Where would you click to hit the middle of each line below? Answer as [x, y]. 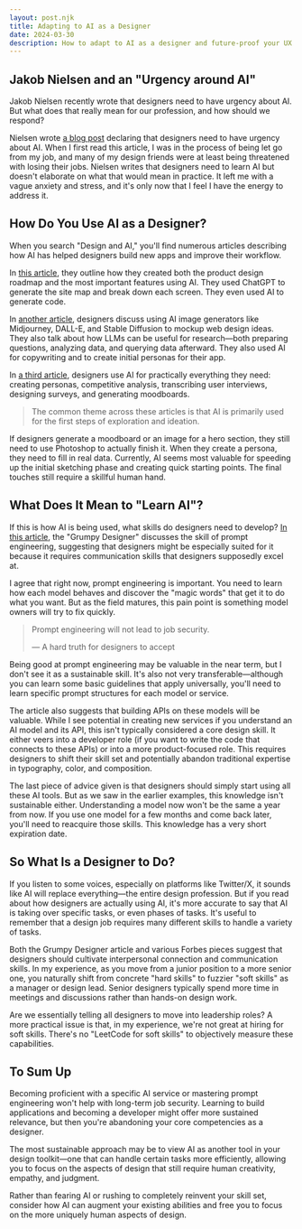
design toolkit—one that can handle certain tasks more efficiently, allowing [148, 1159]
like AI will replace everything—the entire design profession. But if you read [149, 893]
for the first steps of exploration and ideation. [115, 421]
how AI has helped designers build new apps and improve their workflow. [146, 255]
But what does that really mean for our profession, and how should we [140, 111]
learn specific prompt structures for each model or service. [119, 693]
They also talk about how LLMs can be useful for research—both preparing [149, 338]
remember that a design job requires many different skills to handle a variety [151, 922]
